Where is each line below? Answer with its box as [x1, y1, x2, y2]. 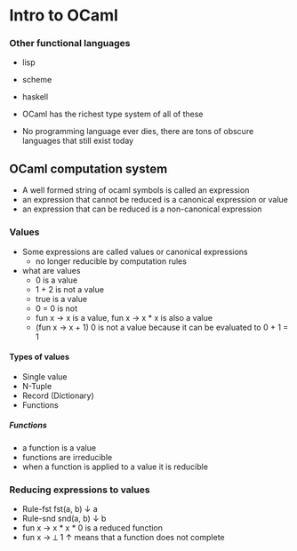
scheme [21, 75, 52, 85]
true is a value [35, 293, 87, 304]
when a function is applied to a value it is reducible [21, 461, 209, 472]
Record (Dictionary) [21, 390, 95, 401]
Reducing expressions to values [9, 483, 150, 496]
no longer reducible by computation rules [35, 255, 187, 267]
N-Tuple [21, 380, 52, 391]
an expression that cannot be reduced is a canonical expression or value [21, 195, 289, 205]
